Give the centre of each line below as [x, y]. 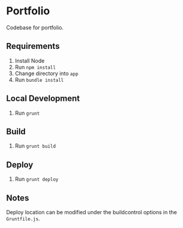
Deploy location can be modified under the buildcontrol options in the [92, 212]
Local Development [43, 99]
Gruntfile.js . [23, 218]
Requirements [33, 46]
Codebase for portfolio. [35, 27]
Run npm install [35, 67]
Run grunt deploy [36, 179]
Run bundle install [39, 79]
